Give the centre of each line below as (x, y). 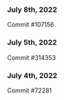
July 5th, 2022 (32, 43)
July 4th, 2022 (32, 75)
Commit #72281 (30, 90)
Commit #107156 (31, 25)
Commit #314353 (32, 57)
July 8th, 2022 (32, 10)
